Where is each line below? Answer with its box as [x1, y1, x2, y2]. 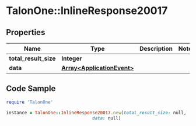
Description [139, 45, 173, 52]
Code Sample [6, 83, 56, 94]
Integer [61, 54, 82, 62]
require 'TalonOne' [6, 99, 54, 105]
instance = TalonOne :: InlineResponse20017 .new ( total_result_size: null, [6, 110, 187, 116]
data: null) [92, 115, 121, 121]
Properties [6, 27, 45, 37]
